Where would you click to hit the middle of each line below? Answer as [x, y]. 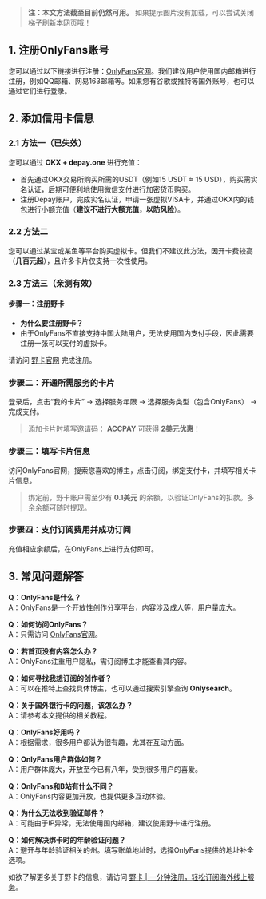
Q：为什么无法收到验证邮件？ [57, 813]
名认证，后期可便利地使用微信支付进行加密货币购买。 [107, 189]
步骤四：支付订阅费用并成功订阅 [70, 530]
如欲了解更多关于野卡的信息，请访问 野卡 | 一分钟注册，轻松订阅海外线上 [128, 877]
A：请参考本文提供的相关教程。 [60, 715]
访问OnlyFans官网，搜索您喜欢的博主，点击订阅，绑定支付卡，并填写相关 [129, 470]
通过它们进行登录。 [40, 90]
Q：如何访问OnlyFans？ [48, 624]
